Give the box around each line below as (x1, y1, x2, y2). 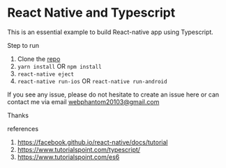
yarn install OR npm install (17, 62, 103, 70)
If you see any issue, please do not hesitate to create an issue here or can (7, 90, 220, 99)
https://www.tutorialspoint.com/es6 (17, 153, 120, 161)
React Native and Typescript (7, 5, 176, 21)
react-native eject (17, 71, 75, 78)
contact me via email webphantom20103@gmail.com (7, 97, 160, 106)
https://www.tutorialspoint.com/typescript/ (17, 145, 141, 153)
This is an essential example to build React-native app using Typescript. (7, 28, 214, 36)
